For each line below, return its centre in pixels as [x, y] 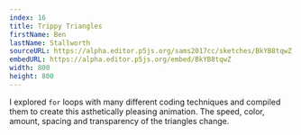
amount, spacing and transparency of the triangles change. [119, 121]
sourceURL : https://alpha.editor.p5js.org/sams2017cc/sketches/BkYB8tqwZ [151, 51]
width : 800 [30, 68]
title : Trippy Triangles [56, 26]
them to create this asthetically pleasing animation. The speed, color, [137, 111]
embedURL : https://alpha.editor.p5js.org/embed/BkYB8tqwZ [120, 59]
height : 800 [32, 76]
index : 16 [28, 18]
